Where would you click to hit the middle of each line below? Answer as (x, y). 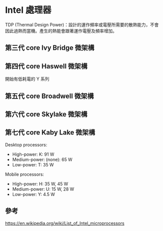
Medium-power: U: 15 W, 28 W (43, 189)
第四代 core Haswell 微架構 (46, 66)
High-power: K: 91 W (33, 154)
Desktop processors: (26, 145)
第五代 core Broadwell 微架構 (50, 96)
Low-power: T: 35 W (33, 165)
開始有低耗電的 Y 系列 (27, 79)
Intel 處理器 (28, 10)
